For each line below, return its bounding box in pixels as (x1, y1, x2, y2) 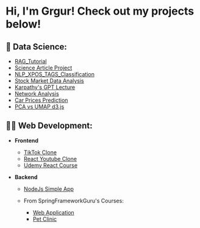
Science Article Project (14, 64, 73, 71)
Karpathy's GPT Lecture (14, 84, 76, 91)
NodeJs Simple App (23, 185, 74, 193)
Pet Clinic (32, 215, 57, 223)
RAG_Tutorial (14, 58, 47, 65)
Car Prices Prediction (14, 96, 68, 104)
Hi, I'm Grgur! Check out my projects (5, 4, 195, 18)
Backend (14, 173, 38, 180)
